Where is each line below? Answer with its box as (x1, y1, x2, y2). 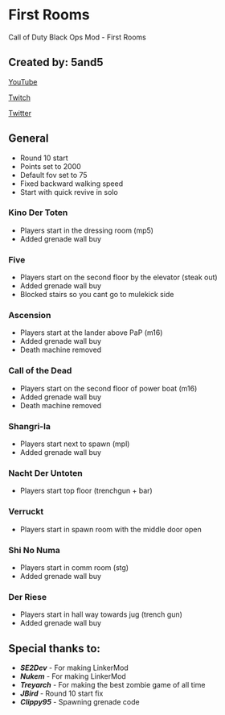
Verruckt (8, 506, 44, 517)
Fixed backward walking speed (19, 179, 124, 188)
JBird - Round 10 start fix (19, 688, 104, 698)
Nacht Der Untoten (8, 467, 83, 478)
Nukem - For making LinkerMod (19, 672, 126, 681)
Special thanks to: (8, 642, 100, 655)
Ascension (8, 310, 51, 321)
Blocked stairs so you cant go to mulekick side (19, 290, 174, 300)
